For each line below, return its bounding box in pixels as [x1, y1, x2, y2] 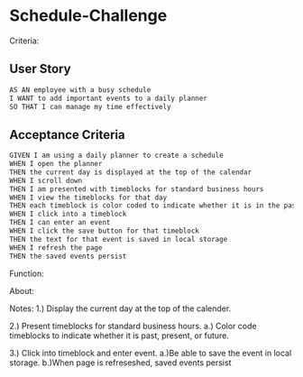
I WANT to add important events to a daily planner [9, 94, 207, 103]
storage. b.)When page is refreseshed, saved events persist [9, 357, 232, 368]
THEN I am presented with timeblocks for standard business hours [9, 184, 264, 194]
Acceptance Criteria [9, 127, 125, 143]
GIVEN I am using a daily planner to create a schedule [9, 151, 224, 161]
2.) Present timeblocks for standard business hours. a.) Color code [9, 320, 257, 331]
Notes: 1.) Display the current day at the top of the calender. [9, 303, 232, 314]
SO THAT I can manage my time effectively [9, 102, 171, 111]
